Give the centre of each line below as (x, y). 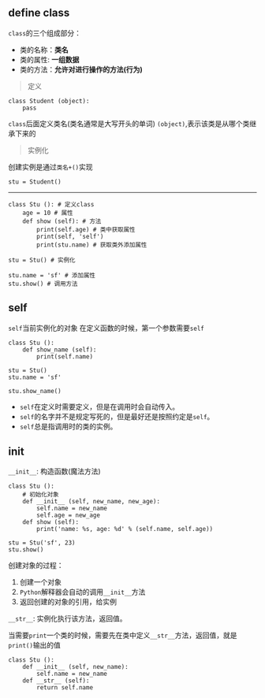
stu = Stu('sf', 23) (42, 543)
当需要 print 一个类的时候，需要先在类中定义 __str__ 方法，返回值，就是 (123, 635)
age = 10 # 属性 (48, 213)
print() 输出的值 (35, 645)
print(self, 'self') (70, 236)
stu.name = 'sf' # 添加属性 (52, 275)
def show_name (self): (60, 350)
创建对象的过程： (36, 566)
